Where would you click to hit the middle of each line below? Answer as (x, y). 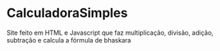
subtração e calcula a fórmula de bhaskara (69, 40)
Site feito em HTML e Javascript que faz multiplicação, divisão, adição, (110, 33)
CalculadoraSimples (67, 13)
